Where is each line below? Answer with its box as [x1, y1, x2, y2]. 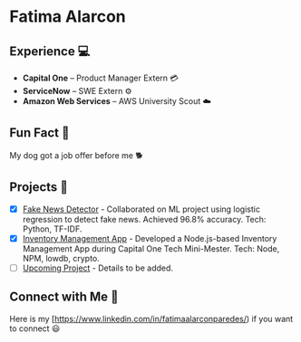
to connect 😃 [9, 323, 61, 334]
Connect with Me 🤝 [9, 290, 120, 305]
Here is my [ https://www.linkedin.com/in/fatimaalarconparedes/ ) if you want [9, 313, 294, 324]
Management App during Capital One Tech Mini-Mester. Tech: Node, [22, 242, 280, 254]
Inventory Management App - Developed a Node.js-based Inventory [22, 233, 277, 243]
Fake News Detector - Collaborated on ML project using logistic [22, 204, 261, 214]
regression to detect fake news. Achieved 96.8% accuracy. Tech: [22, 214, 267, 224]
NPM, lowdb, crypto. [22, 252, 100, 263]
